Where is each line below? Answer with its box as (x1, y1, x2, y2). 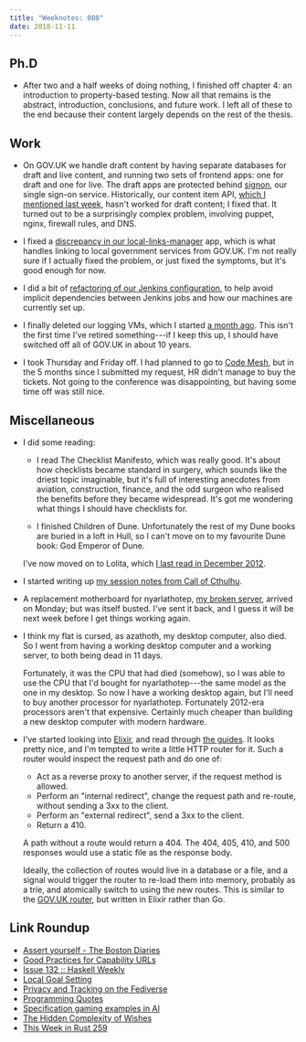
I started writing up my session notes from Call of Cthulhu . (22, 575, 243, 586)
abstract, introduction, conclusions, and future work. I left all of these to (22, 100, 292, 111)
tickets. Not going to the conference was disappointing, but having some (22, 377, 297, 388)
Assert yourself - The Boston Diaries (22, 944, 161, 955)
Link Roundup (9, 920, 90, 936)
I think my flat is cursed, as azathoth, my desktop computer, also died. (22, 630, 287, 641)
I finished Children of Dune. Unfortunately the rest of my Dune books (36, 520, 296, 531)
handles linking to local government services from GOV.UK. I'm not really (22, 246, 297, 257)
